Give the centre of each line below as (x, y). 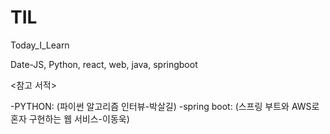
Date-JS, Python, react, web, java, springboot (104, 64)
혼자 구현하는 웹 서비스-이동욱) (70, 118)
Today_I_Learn (40, 45)
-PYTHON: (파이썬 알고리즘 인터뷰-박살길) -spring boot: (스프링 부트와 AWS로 (165, 106)
